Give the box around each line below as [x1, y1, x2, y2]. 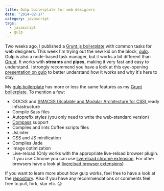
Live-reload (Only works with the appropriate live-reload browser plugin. [12, 150, 159, 156]
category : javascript [5, 16, 49, 21]
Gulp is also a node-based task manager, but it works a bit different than [5, 54, 151, 59]
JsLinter [12, 130, 29, 135]
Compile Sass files [12, 109, 50, 115]
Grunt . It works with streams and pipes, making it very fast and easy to [5, 59, 149, 64]
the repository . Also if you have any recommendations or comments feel [5, 175, 151, 181]
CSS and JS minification [12, 135, 61, 141]
